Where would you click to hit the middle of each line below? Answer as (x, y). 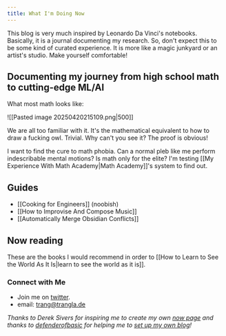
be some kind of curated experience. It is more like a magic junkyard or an (112, 48)
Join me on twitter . (44, 297)
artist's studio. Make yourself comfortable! (67, 55)
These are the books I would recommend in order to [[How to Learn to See (113, 257)
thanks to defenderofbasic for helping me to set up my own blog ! (100, 325)
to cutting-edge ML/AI (56, 88)
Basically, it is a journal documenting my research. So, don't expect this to (112, 40)
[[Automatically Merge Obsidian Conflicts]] (78, 219)
